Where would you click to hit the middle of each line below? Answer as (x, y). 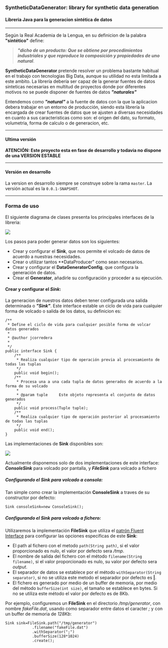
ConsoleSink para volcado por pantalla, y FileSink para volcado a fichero (81, 468)
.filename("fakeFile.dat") (60, 627)
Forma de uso (22, 206)
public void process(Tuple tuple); (51, 408)
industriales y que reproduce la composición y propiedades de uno (88, 56)
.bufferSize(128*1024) (55, 636)
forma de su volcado (27, 386)
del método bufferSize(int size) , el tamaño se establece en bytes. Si (85, 588)
